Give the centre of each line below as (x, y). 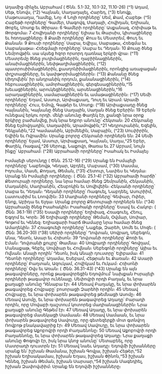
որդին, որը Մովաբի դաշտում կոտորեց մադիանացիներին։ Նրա (76, 304)
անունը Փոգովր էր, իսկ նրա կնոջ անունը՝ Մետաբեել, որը (69, 341)
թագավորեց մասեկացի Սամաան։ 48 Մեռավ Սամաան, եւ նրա (75, 315)
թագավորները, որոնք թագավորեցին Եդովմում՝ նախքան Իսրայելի (80, 274)
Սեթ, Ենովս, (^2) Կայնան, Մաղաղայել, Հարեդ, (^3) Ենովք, (68, 12)
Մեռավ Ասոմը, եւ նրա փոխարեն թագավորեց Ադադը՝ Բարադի (75, 299)
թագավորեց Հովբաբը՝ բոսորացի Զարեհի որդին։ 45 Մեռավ (72, 289)
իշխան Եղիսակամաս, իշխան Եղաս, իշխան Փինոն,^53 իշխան (75, 356)
